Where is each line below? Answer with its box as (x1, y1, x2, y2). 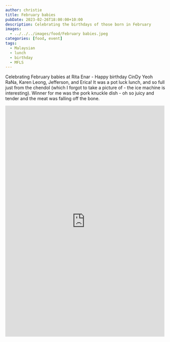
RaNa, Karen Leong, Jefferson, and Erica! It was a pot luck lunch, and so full (5, 79, 165, 85)
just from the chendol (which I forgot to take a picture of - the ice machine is (5, 85, 165, 91)
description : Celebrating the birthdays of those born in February (5, 21, 152, 27)
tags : (5, 41, 17, 46)
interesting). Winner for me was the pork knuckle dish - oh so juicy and (5, 90, 154, 96)
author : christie (5, 7, 42, 13)
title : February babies (5, 12, 56, 17)
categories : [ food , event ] (5, 36, 63, 41)
